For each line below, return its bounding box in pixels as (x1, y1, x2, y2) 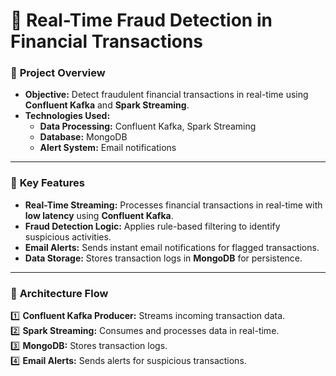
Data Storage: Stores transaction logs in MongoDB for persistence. (24, 252, 303, 264)
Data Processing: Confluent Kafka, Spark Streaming (39, 120, 257, 133)
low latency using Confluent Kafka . (24, 209, 174, 221)
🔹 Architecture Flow (10, 286, 109, 300)
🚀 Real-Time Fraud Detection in (10, 9, 273, 32)
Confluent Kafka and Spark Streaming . (24, 99, 190, 111)
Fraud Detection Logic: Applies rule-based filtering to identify (24, 220, 281, 232)
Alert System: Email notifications (39, 142, 177, 154)
